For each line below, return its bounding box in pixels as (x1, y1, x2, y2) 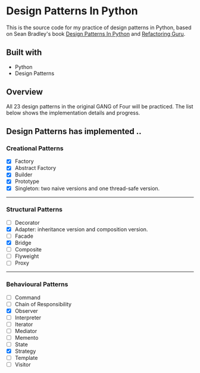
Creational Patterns (6, 144, 64, 153)
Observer (14, 307, 39, 314)
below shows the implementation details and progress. (6, 109, 140, 116)
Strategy (14, 347, 36, 355)
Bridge (14, 240, 32, 247)
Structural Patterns (6, 206, 63, 214)
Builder (14, 171, 33, 178)
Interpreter (14, 314, 42, 321)
